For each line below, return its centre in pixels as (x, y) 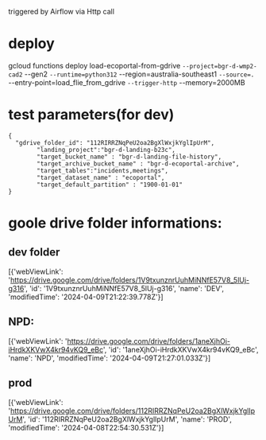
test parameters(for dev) (91, 115)
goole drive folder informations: (115, 223)
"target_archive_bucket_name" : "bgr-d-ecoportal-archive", (138, 164)
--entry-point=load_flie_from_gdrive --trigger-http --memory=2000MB (127, 82)
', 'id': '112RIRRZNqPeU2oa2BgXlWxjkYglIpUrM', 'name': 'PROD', (127, 419)
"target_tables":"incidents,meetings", (103, 170)
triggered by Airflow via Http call (62, 12)
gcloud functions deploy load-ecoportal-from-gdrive (94, 65)
